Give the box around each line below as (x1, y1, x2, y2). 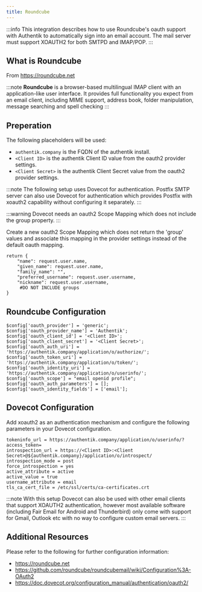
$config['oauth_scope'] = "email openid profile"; (6, 376, 136, 382)
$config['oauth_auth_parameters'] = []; (6, 381, 110, 387)
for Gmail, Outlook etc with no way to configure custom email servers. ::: (6, 514, 186, 521)
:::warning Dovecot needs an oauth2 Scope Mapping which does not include (6, 210, 197, 218)
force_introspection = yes (6, 463, 74, 469)
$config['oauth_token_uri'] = (6, 355, 83, 361)
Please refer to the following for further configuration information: (6, 548, 169, 555)
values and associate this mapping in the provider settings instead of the (6, 235, 187, 242)
